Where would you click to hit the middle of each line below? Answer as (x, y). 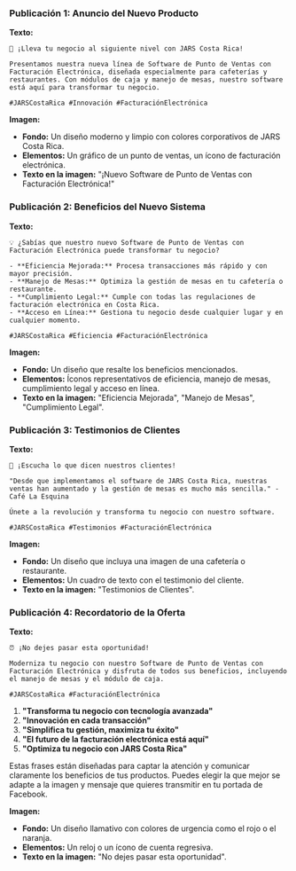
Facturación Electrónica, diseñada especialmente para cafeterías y (138, 72)
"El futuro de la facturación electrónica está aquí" (116, 740)
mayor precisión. (41, 273)
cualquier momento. (45, 320)
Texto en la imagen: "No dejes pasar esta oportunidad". (124, 857)
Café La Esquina (39, 496)
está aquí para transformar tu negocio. (85, 88)
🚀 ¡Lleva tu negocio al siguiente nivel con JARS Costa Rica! (126, 49)
